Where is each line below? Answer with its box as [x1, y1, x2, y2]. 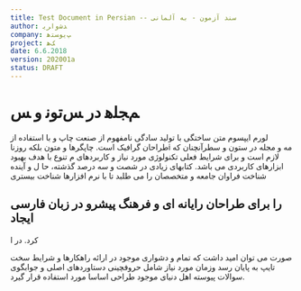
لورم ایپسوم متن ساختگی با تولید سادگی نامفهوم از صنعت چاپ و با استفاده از [10, 132, 269, 142]
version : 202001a [10, 55, 76, 64]
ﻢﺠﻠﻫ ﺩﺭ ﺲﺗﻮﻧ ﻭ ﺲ [10, 103, 140, 123]
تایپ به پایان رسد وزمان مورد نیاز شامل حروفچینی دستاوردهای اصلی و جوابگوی [10, 261, 276, 272]
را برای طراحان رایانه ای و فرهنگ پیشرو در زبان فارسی [10, 196, 282, 212]
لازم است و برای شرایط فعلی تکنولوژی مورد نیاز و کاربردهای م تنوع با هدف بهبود [10, 150, 280, 162]
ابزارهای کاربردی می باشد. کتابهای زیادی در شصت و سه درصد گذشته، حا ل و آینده [10, 160, 285, 171]
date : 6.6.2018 [10, 47, 68, 56]
